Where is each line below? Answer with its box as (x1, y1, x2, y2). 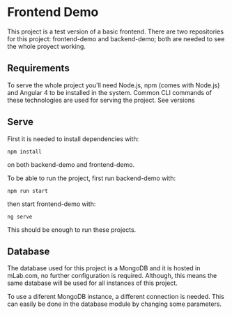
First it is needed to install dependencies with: (7, 134, 139, 143)
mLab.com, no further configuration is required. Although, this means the (7, 272, 217, 280)
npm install (7, 148, 42, 155)
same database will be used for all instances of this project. (7, 279, 178, 287)
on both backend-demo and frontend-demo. (7, 160, 134, 168)
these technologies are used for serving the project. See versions (7, 96, 195, 104)
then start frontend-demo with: (7, 200, 96, 208)
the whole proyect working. (7, 42, 86, 50)
